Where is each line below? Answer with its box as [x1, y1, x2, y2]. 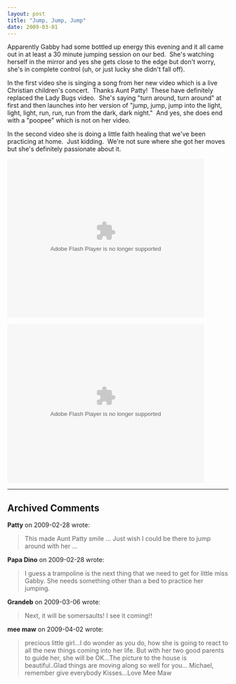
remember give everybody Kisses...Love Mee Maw [24, 669, 172, 677]
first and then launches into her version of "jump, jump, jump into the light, [7, 101, 223, 110]
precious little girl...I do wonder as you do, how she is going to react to [24, 639, 228, 647]
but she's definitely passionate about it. [7, 145, 122, 154]
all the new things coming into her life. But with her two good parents [24, 646, 225, 655]
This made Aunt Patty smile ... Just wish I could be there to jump [24, 535, 211, 543]
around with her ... [24, 542, 78, 550]
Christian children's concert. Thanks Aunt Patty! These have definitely [7, 86, 214, 95]
